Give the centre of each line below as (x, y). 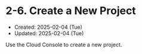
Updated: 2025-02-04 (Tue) (49, 33)
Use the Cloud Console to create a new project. (64, 45)
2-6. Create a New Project (71, 11)
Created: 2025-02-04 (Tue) (48, 27)
